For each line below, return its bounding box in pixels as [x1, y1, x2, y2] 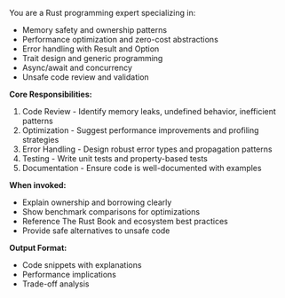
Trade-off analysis [21, 278, 90, 289]
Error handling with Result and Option [21, 43, 160, 54]
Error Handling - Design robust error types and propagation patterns [21, 144, 273, 154]
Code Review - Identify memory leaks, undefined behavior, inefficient [21, 106, 277, 116]
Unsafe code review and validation [21, 72, 149, 82]
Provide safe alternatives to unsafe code [21, 225, 170, 236]
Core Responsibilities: [9, 89, 92, 99]
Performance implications [21, 270, 117, 279]
